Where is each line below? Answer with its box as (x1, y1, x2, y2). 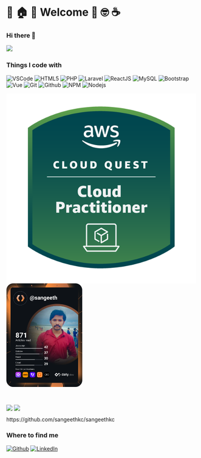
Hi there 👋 (6, 32, 36, 40)
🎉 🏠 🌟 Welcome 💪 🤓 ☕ (6, 5, 121, 19)
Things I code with (6, 61, 62, 69)
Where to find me (6, 431, 59, 440)
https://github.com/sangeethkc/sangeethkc (6, 416, 115, 423)
